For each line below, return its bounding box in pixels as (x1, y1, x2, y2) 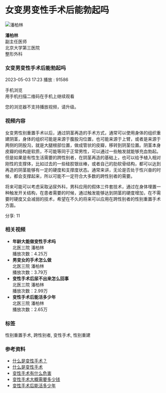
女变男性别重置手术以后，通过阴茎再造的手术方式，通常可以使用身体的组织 (5, 130, 157, 136)
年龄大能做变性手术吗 (12, 238, 56, 244)
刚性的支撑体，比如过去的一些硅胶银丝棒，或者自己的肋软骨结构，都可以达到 (5, 160, 161, 166)
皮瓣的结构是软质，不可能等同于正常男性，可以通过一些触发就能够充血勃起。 (5, 148, 161, 154)
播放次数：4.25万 (12, 250, 48, 256)
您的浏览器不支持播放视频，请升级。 (5, 104, 79, 110)
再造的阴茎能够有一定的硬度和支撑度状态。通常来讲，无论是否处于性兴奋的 (5, 167, 157, 173)
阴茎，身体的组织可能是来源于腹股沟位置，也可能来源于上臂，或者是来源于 (9, 136, 161, 142)
